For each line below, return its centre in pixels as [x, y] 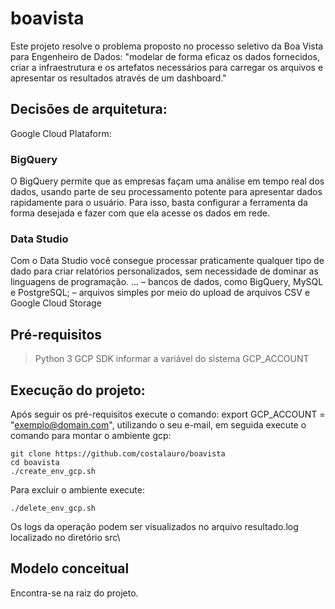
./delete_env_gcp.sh [53, 508]
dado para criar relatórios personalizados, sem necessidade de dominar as [164, 271]
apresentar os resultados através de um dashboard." [118, 78]
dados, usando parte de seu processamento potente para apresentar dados [166, 192]
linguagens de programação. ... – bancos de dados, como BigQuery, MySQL [167, 282]
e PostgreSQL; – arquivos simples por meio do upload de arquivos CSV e [160, 293]
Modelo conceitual [70, 568]
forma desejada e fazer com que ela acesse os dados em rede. [140, 213]
